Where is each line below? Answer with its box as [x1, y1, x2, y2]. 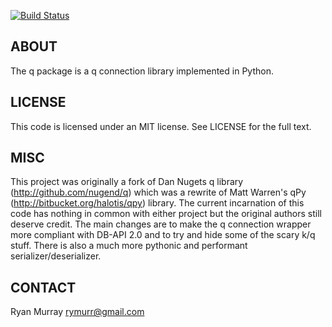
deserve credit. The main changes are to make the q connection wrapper [10, 218, 312, 230]
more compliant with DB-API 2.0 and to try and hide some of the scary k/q [10, 229, 316, 241]
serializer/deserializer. [10, 250, 102, 262]
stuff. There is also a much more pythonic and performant [10, 240, 248, 252]
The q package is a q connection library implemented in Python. [10, 65, 274, 77]
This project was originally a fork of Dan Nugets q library [10, 176, 244, 188]
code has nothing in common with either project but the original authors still [10, 208, 322, 220]
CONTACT [10, 279, 77, 296]
